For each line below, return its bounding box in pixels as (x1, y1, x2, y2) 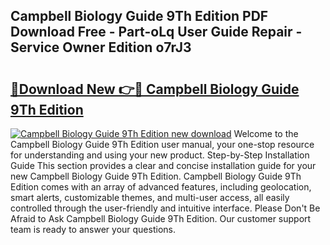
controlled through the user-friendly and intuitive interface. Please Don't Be (10, 202, 321, 214)
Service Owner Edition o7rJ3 (10, 39, 192, 56)
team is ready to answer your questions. (10, 224, 176, 235)
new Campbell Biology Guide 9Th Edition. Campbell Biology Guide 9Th (10, 170, 302, 182)
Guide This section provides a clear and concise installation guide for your (10, 160, 317, 171)
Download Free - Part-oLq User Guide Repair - (10, 24, 303, 41)
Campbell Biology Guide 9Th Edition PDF (10, 8, 269, 25)
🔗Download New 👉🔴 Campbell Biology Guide (10, 80, 300, 98)
